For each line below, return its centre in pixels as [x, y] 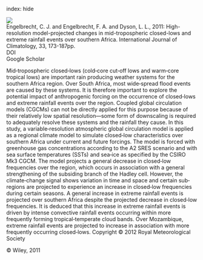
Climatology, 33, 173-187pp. [41, 46]
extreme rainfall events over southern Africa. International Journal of [92, 39]
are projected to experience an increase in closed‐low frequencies [109, 187]
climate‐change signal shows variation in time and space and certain [92, 180]
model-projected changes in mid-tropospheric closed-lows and [112, 33]
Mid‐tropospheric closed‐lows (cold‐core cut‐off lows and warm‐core [93, 70]
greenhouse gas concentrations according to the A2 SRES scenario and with [102, 148]
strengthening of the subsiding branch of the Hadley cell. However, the [95, 174]
